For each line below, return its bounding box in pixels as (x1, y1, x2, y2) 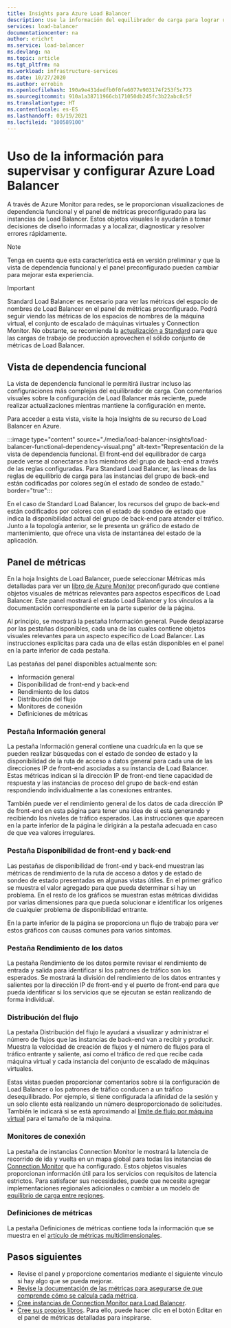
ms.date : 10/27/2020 (7, 74, 67, 81)
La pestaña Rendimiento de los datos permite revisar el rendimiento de (7, 959, 208, 967)
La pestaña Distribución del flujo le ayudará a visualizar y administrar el (7, 1028, 209, 1036)
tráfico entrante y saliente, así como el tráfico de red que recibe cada (7, 1050, 203, 1058)
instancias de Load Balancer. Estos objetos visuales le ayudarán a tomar (7, 215, 212, 224)
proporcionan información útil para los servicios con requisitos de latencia (7, 1169, 217, 1177)
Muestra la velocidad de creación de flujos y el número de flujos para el (7, 1043, 210, 1051)
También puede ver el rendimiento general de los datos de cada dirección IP (7, 799, 223, 808)
